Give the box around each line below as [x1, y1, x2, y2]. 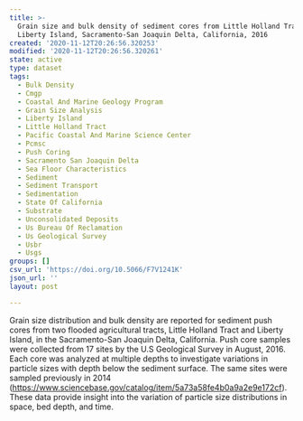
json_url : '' [9, 274, 59, 283]
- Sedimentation [17, 190, 78, 199]
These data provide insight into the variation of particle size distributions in [9, 391, 288, 402]
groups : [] [9, 257, 50, 267]
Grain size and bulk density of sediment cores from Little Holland [17, 22, 280, 31]
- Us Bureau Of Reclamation [17, 223, 124, 232]
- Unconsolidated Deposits [17, 214, 119, 224]
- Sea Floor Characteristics [17, 164, 127, 173]
